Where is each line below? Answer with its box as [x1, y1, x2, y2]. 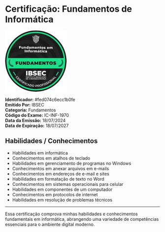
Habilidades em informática [12, 150, 68, 155]
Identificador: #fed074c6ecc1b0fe [5, 97, 75, 103]
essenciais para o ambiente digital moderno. [5, 221, 95, 227]
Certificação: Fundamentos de [5, 3, 133, 15]
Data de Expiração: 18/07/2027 [5, 123, 69, 129]
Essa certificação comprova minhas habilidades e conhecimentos [5, 211, 138, 217]
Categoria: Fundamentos [5, 107, 56, 113]
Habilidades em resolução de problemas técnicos [12, 197, 112, 203]
